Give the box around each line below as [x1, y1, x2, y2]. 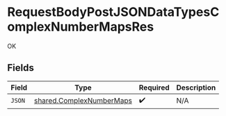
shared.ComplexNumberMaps [33, 96, 133, 106]
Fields [7, 62, 35, 74]
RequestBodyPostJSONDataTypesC [7, 4, 220, 20]
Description [176, 83, 216, 92]
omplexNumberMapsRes [7, 19, 154, 35]
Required [138, 83, 170, 92]
